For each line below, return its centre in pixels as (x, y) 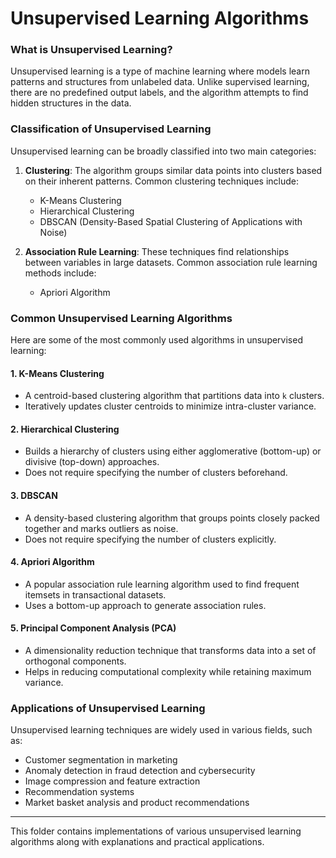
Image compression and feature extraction (112, 781)
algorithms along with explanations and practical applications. (137, 842)
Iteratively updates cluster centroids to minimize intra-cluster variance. (170, 406)
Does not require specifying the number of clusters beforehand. (156, 473)
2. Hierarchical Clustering (65, 429)
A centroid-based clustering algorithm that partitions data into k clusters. (174, 396)
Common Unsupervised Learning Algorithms (121, 318)
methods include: (60, 273)
